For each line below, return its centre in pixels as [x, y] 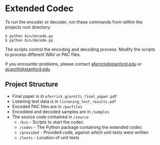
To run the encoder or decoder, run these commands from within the [74, 22]
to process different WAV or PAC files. [43, 54]
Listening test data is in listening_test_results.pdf [64, 101]
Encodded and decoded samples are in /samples [61, 111]
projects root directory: [28, 27]
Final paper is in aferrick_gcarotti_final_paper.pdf [64, 96]
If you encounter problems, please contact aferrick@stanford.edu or [73, 64]
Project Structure [32, 84]
